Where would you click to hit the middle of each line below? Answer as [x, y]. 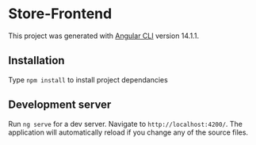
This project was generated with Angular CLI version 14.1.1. [104, 36]
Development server [60, 105]
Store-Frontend [60, 14]
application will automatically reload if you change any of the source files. [128, 132]
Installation [36, 61]
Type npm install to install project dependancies [88, 79]
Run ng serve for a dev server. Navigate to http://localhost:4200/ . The [126, 124]
